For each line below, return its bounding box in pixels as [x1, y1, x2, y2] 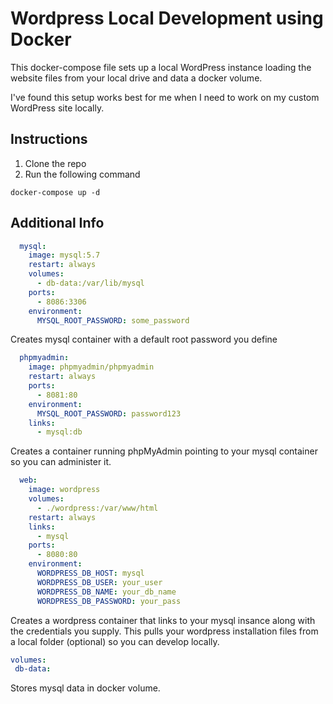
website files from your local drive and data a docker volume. [10, 72, 263, 84]
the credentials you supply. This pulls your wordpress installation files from [10, 625, 319, 637]
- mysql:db [36, 427, 83, 437]
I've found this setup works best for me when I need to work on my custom [10, 91, 320, 103]
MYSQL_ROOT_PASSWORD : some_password [36, 315, 190, 326]
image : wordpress [28, 485, 101, 495]
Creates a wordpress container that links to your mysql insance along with [10, 614, 316, 626]
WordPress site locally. [10, 102, 105, 114]
